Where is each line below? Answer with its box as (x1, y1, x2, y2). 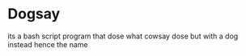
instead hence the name (7, 39, 88, 49)
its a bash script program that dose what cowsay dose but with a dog (7, 31, 239, 41)
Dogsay (7, 5, 61, 23)
